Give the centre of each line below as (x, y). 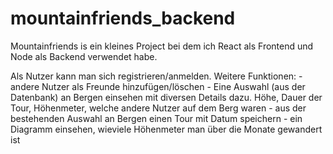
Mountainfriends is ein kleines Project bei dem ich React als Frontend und (162, 46)
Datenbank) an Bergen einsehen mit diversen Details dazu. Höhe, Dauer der (166, 97)
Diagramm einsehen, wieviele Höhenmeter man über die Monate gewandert (166, 129)
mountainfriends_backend (123, 18)
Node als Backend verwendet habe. (84, 56)
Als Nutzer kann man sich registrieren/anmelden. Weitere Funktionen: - (156, 76)
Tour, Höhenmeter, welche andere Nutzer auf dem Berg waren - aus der (158, 108)
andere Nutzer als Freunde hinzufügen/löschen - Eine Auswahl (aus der (158, 86)
